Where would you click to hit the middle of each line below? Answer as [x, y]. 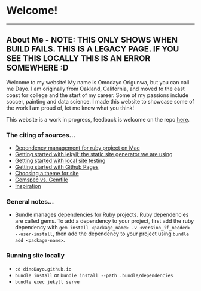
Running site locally [35, 256]
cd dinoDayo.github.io [43, 269]
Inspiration [28, 186]
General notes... [30, 201]
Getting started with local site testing [60, 161]
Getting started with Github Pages [57, 167]
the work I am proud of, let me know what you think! [70, 108]
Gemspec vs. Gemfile [41, 180]
